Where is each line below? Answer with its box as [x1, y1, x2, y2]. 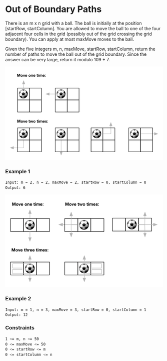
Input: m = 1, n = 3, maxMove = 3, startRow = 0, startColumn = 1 [5, 307, 146, 312]
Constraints [5, 324, 35, 331]
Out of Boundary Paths [5, 4, 102, 15]
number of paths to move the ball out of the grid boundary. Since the [5, 51, 147, 57]
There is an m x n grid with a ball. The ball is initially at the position [5, 20, 142, 26]
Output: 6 [5, 185, 26, 190]
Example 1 [5, 168, 30, 175]
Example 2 [5, 295, 31, 302]
